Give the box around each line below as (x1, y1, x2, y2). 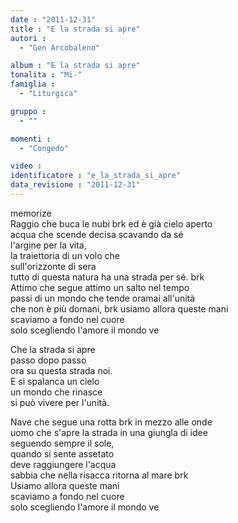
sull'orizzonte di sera (10, 260, 97, 272)
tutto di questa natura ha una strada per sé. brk (10, 271, 205, 283)
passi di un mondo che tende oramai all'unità (10, 292, 196, 304)
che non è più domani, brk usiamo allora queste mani (10, 302, 229, 315)
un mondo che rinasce (10, 386, 103, 398)
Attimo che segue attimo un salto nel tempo (10, 281, 190, 293)
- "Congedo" (19, 143, 70, 153)
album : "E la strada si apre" (10, 61, 141, 71)
